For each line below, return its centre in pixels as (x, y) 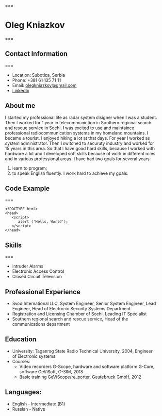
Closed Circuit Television (37, 277)
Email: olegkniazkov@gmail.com (44, 85)
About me (20, 106)
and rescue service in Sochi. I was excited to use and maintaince (70, 128)
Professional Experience (43, 292)
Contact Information (36, 54)
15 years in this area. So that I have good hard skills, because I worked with (80, 148)
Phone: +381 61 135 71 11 (36, 80)
